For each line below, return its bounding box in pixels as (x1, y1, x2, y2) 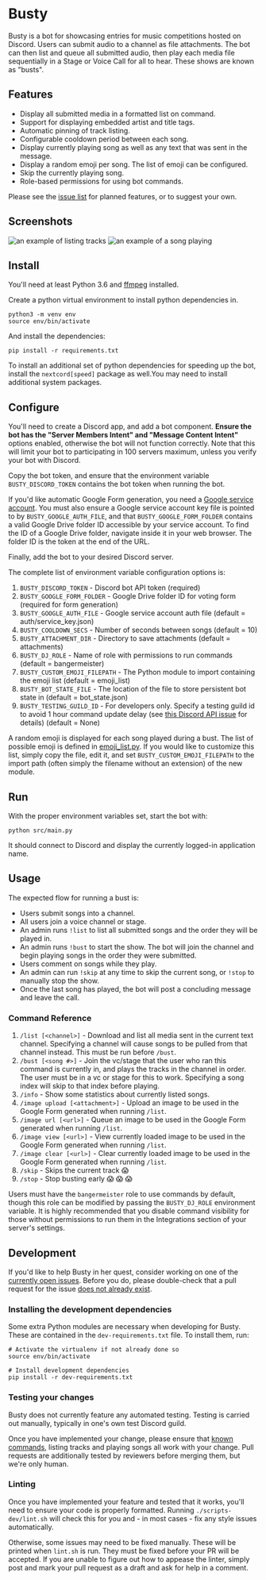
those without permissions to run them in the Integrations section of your (8, 1215, 247, 1224)
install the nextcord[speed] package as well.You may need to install (8, 369, 228, 379)
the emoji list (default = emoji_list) (19, 676, 131, 685)
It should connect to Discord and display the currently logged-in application (8, 841, 256, 850)
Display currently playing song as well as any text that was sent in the (19, 142, 248, 152)
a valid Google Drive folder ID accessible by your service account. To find (8, 520, 249, 530)
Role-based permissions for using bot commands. (19, 176, 184, 186)
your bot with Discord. (8, 456, 81, 465)
